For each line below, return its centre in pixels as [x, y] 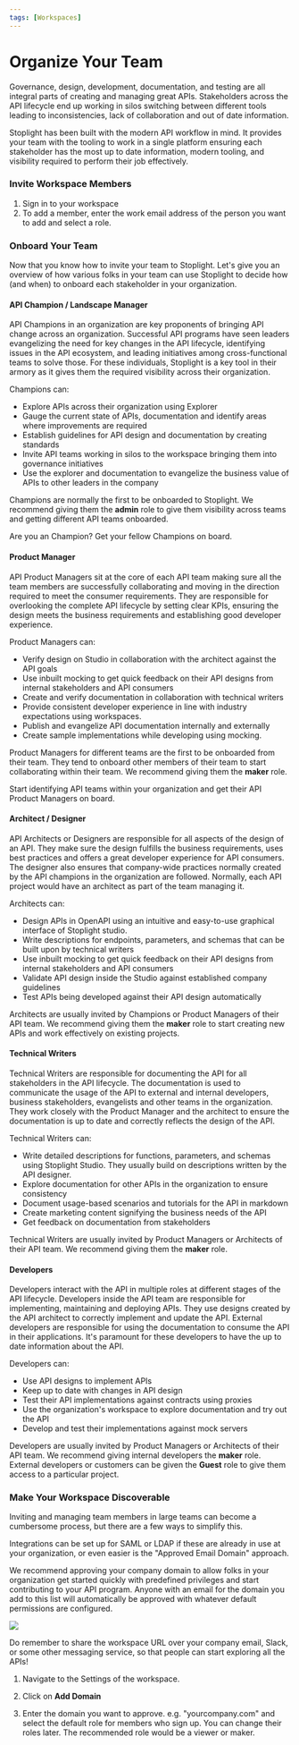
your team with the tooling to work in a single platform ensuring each [136, 142]
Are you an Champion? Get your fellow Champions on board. [121, 537]
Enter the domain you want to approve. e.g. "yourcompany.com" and [148, 1714]
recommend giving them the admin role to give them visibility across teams [148, 510]
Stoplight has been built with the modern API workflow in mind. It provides [146, 132]
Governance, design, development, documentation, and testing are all [137, 87]
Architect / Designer [48, 818]
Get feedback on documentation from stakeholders [116, 1222]
